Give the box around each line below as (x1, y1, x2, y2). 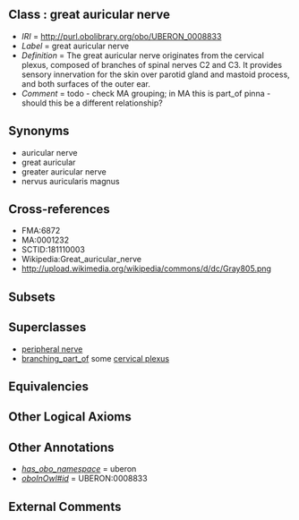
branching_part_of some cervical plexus (21, 353, 170, 363)
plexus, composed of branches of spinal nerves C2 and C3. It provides (21, 59, 283, 70)
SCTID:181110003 (21, 244, 86, 255)
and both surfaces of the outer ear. (21, 78, 151, 89)
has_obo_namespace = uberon (21, 464, 137, 474)
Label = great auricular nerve (21, 40, 130, 51)
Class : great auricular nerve (8, 7, 171, 22)
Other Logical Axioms (8, 409, 132, 424)
